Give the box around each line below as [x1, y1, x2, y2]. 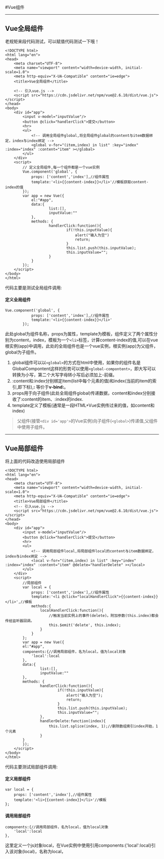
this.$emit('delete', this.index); [48, 622, 121, 627]
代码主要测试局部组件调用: [5, 764, 58, 770]
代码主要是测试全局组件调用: [5, 285, 62, 290]
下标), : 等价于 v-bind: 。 [21, 384, 68, 390]
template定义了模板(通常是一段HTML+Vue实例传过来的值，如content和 [12, 402, 155, 408]
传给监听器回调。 [5, 618, 35, 623]
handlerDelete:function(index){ [40, 718, 106, 724]
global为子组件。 [5, 349, 39, 355]
